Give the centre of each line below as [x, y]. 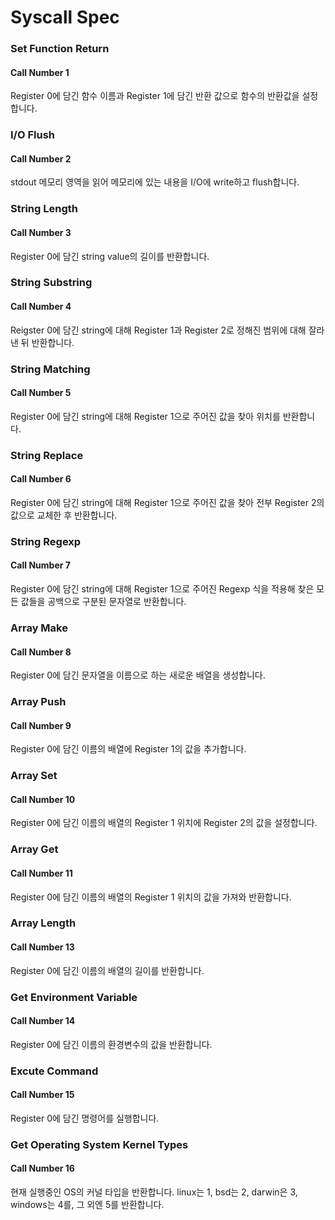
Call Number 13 [42, 947]
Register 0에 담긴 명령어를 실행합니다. [85, 1118]
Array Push [38, 702]
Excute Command [54, 1071]
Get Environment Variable [74, 997]
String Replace [47, 455]
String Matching [50, 369]
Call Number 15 [42, 1095]
